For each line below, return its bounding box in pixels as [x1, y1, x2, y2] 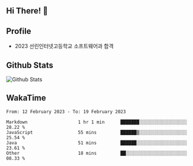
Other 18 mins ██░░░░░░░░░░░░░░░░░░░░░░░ [6, 150, 187, 156]
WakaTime [6, 93, 46, 103]
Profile [6, 26, 31, 36]
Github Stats [6, 60, 53, 70]
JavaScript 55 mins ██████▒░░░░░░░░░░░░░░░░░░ [6, 129, 187, 135]
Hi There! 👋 [6, 6, 49, 16]
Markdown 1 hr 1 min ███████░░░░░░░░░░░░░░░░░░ [6, 119, 187, 125]
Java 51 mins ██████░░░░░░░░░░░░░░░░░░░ [6, 140, 187, 146]
